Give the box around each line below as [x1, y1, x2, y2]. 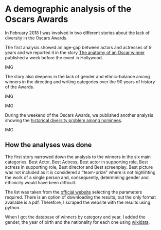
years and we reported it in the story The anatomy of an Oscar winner [5, 50, 145, 55]
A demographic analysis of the [5, 3, 131, 15]
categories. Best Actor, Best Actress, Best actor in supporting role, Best [5, 159, 148, 165]
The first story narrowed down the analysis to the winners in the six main [5, 154, 151, 159]
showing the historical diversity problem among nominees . [5, 117, 123, 123]
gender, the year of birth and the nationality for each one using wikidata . [5, 219, 150, 225]
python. [5, 204, 20, 210]
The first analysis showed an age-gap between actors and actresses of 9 [5, 44, 152, 50]
